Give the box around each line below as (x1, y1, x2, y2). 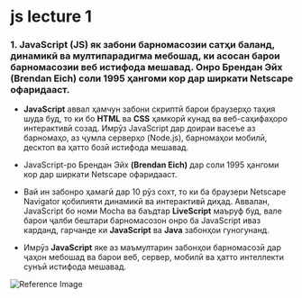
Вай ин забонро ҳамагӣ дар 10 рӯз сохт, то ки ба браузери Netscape (23, 186, 287, 197)
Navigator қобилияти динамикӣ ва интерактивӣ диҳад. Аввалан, (23, 196, 270, 207)
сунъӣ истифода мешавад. (23, 261, 127, 272)
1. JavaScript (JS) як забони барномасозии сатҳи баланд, (10, 39, 276, 51)
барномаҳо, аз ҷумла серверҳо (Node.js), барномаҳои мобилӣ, (23, 132, 268, 143)
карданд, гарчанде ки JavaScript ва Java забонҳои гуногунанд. (23, 225, 270, 236)
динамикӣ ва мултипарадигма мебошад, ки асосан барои (10, 50, 280, 62)
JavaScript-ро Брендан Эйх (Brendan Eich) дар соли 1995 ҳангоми (23, 159, 279, 170)
